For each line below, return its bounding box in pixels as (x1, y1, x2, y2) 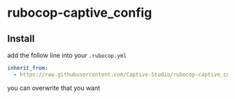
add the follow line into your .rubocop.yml (7, 51, 127, 59)
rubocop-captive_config (7, 5, 152, 21)
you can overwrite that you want (7, 84, 101, 92)
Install (7, 33, 35, 45)
